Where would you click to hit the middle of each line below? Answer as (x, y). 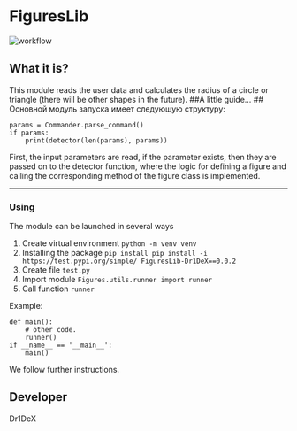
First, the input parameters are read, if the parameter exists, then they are (143, 157)
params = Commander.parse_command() (76, 125)
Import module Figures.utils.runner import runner (117, 280)
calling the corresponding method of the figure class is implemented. (135, 175)
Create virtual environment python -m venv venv (109, 243)
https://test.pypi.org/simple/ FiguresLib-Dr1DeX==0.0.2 (129, 262)
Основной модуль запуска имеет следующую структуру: (117, 109)
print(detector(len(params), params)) (96, 140)
